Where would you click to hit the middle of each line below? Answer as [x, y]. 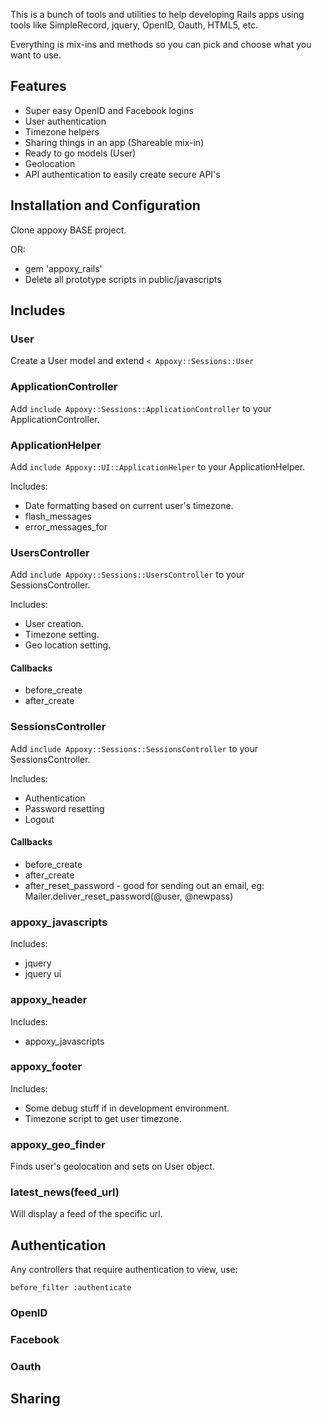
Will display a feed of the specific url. [86, 1214]
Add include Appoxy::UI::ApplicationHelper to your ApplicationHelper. [158, 466]
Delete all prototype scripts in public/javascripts [123, 279]
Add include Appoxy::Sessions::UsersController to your [127, 575]
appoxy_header [49, 1000]
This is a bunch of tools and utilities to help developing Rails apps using [157, 14]
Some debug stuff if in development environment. [127, 1108]
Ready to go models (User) [80, 153]
